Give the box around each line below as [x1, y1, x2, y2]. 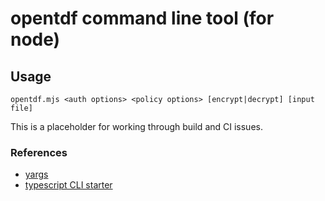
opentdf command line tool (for [10, 7, 275, 30]
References [10, 145, 68, 159]
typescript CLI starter [24, 179, 113, 191]
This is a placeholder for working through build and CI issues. [10, 121, 263, 132]
